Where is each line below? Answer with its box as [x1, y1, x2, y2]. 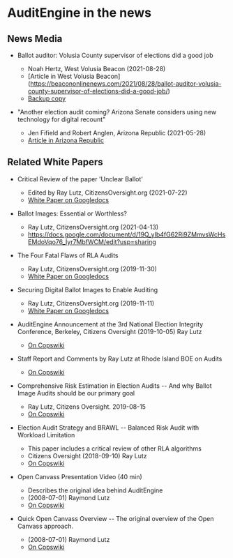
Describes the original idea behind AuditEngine [27, 486, 163, 495]
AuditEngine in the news [7, 5, 152, 21]
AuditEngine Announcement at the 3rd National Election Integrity [17, 319, 204, 329]
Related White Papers [7, 156, 103, 168]
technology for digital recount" [17, 115, 106, 123]
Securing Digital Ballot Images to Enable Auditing [17, 285, 158, 294]
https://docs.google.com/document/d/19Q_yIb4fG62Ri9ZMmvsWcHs [27, 230, 226, 239]
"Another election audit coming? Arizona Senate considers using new [17, 108, 217, 116]
